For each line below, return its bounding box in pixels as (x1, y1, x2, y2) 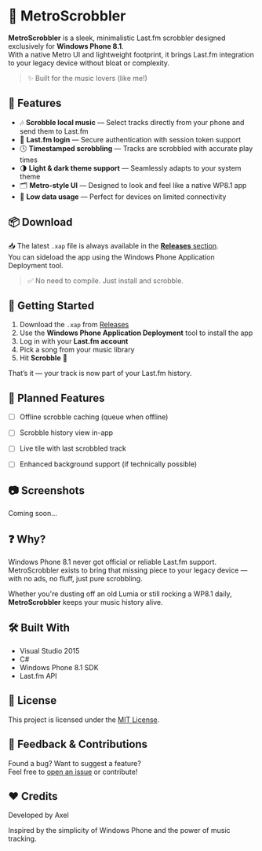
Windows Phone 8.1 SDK (19, 662, 100, 672)
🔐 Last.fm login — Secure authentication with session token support (19, 134, 242, 144)
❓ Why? (8, 532, 46, 546)
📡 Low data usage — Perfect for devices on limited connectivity (19, 192, 227, 201)
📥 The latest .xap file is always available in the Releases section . (8, 241, 219, 250)
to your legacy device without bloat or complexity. (8, 58, 170, 68)
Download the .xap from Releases (19, 320, 129, 330)
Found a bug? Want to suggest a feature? (8, 758, 141, 768)
